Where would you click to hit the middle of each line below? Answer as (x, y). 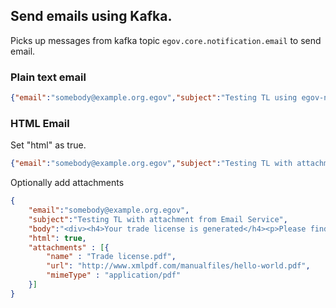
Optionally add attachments (67, 183)
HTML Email (40, 123)
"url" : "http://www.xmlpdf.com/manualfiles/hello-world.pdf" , (178, 266)
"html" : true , (57, 238)
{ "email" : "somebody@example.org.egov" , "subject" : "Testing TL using (154, 98)
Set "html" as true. (48, 145)
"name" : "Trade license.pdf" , (111, 257)
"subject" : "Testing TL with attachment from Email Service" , (158, 219)
